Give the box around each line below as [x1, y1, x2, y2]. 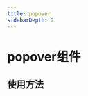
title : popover [7, 10, 51, 17]
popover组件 [7, 49, 81, 65]
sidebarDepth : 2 [7, 17, 54, 24]
